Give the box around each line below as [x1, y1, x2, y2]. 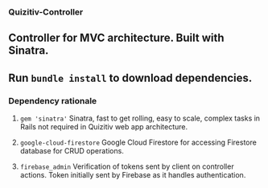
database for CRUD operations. [19, 146, 125, 155]
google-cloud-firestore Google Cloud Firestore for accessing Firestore [19, 137, 258, 147]
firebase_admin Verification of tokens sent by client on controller [19, 161, 235, 171]
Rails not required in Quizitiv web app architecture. [19, 122, 188, 131]
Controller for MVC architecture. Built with [8, 31, 225, 45]
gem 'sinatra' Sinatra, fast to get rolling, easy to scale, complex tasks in [19, 113, 260, 123]
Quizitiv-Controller [8, 6, 84, 18]
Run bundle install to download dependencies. [8, 71, 253, 84]
